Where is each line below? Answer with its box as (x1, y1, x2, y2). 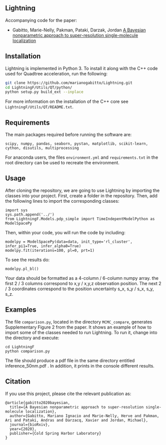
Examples (5, 306, 36, 314)
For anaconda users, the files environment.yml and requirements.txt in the (5, 154, 159, 160)
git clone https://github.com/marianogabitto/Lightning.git (5, 80, 133, 85)
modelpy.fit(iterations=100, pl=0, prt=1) (5, 248, 95, 253)
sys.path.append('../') (5, 212, 55, 217)
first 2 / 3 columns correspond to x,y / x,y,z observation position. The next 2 (5, 280, 162, 286)
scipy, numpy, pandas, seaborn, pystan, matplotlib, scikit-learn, (5, 141, 149, 146)
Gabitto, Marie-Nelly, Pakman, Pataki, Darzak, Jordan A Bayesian (12, 27, 146, 33)
